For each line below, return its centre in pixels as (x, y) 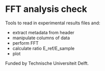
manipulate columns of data (41, 38)
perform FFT (25, 43)
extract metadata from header (43, 32)
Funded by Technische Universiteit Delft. (47, 63)
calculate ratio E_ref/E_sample (43, 48)
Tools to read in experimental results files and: (53, 23)
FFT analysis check (46, 9)
